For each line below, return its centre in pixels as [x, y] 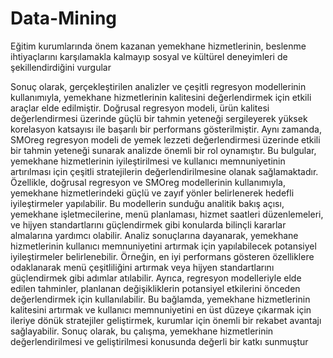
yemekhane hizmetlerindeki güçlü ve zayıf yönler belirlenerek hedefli [152, 193]
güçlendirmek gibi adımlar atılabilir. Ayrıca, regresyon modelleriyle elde [156, 278]
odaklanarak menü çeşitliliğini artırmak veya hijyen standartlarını [142, 267]
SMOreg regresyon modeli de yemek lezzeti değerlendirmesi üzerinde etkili [165, 139]
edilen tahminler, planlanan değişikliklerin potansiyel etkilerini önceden [155, 288]
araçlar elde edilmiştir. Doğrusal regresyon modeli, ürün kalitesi [140, 108]
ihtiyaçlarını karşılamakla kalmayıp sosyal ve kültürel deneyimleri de [149, 56]
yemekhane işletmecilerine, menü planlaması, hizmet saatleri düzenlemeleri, [167, 214]
